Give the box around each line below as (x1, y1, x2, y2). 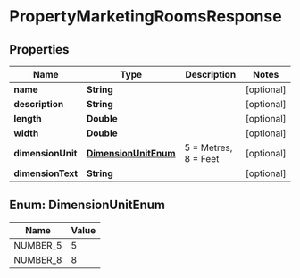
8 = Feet (184, 153, 220, 164)
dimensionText (13, 167, 79, 180)
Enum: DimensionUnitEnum (9, 198, 166, 213)
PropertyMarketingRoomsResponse (9, 6, 283, 27)
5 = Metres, (184, 141, 233, 154)
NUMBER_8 (13, 253, 62, 265)
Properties (9, 42, 70, 57)
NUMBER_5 (13, 239, 62, 251)
